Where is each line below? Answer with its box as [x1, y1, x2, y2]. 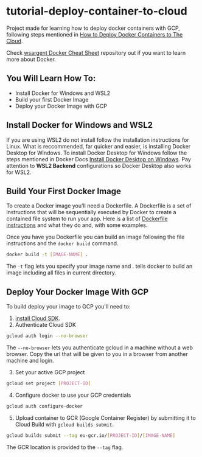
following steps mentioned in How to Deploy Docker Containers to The [6, 30, 183, 38]
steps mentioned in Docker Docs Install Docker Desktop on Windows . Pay [6, 155, 192, 162]
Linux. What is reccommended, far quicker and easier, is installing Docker [6, 142, 191, 150]
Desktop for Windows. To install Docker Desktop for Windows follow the [6, 149, 187, 156]
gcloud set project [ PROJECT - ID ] [6, 380, 91, 386]
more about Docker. [6, 55, 56, 63]
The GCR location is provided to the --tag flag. [6, 443, 124, 451]
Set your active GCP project [15, 368, 85, 375]
